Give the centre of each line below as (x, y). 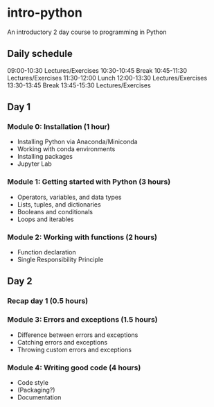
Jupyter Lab (34, 164)
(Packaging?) (36, 390)
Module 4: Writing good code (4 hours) (74, 367)
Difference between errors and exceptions (78, 335)
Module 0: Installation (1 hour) (59, 127)
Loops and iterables (45, 219)
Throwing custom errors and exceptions (74, 349)
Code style (33, 382)
